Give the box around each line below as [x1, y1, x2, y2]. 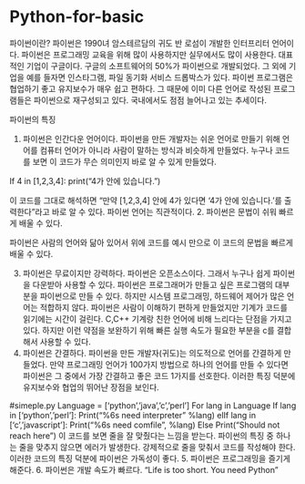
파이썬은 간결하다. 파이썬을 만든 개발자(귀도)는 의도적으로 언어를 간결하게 [22, 347, 282, 358]
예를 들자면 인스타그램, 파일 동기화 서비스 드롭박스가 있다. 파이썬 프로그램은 [25, 71, 294, 83]
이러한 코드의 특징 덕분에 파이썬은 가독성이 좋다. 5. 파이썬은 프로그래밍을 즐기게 [9, 453, 291, 464]
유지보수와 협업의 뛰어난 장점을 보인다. [22, 381, 159, 393]
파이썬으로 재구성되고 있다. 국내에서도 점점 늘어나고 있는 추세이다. [33, 94, 267, 106]
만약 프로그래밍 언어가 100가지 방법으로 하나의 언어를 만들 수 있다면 [49, 358, 289, 370]
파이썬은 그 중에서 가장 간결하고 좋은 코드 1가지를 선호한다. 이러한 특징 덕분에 [22, 370, 296, 381]
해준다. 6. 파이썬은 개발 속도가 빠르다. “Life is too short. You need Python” [9, 464, 280, 475]
